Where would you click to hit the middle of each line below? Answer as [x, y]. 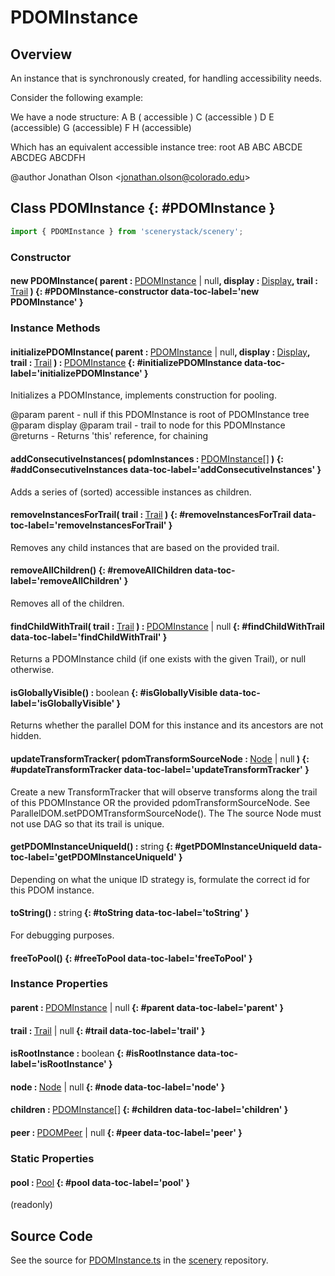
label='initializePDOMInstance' [76, 373]
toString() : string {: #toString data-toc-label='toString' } [130, 913]
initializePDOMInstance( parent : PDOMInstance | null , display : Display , [160, 352]
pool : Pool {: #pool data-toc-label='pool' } [100, 1182]
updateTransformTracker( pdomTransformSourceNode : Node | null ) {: [160, 758]
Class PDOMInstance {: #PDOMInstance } [143, 208]
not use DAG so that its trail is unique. [87, 823]
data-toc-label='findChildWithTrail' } [89, 637]
